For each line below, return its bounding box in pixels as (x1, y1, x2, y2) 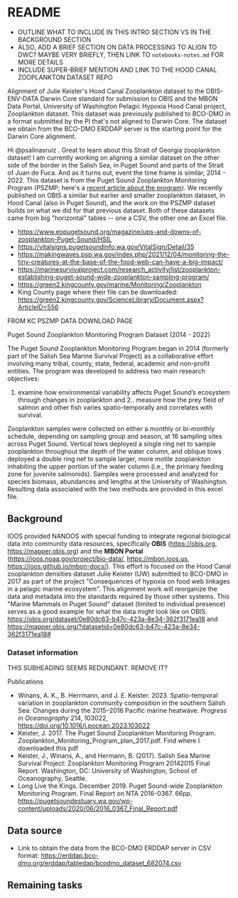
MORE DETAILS (17, 58, 64, 66)
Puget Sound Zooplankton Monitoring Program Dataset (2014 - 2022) (7, 330, 211, 339)
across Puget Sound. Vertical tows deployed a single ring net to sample (7, 439, 217, 448)
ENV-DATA (7, 94, 39, 103)
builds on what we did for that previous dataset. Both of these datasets (7, 206, 215, 214)
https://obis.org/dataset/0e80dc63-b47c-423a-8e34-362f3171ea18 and (7, 615, 218, 623)
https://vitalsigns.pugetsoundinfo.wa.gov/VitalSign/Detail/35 (17, 242, 195, 251)
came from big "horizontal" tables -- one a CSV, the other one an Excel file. (7, 214, 227, 222)
